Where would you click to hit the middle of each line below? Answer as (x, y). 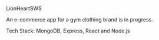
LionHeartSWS (24, 8)
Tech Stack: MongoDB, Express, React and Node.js (68, 31)
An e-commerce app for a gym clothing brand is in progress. (79, 19)
